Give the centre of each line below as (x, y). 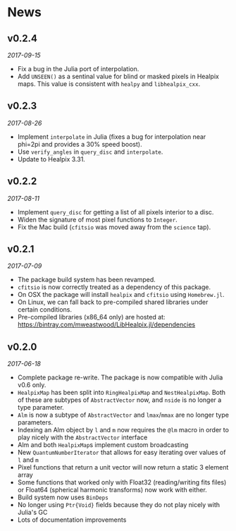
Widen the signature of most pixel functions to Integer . (97, 219)
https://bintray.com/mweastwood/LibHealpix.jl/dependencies (106, 324)
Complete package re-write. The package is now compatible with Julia (120, 377)
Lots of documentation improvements (72, 520)
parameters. (35, 422)
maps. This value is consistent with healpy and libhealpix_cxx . (109, 84)
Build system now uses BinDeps (63, 497)
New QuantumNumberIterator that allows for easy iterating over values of (122, 453)
